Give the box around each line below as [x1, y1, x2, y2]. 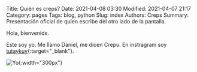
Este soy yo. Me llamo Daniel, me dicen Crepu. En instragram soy [6, 41, 167, 48]
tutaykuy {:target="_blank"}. [6, 47, 74, 55]
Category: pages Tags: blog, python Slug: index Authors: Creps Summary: [6, 11, 189, 19]
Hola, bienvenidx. [6, 29, 49, 37]
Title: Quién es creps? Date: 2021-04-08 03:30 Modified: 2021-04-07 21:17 [6, 5, 192, 12]
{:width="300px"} [18, 59, 63, 66]
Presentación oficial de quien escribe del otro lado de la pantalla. [6, 18, 166, 25]
